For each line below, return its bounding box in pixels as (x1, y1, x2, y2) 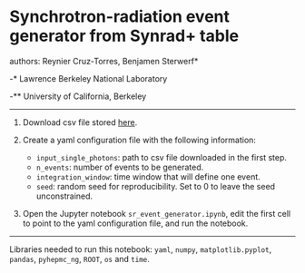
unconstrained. (35, 190, 93, 201)
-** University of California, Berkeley (9, 91, 147, 102)
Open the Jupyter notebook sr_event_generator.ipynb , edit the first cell (22, 208, 291, 219)
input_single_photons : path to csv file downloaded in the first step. (35, 151, 288, 162)
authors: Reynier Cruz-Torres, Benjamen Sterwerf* (9, 55, 199, 66)
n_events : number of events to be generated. (35, 161, 204, 172)
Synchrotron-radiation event (9, 6, 230, 27)
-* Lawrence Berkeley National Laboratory (9, 73, 168, 83)
